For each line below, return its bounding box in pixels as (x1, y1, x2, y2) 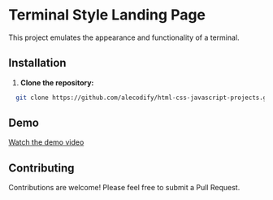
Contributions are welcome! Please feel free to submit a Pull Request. (8, 183, 240, 193)
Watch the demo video (8, 137, 84, 147)
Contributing (8, 161, 75, 175)
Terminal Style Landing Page (8, 6, 206, 24)
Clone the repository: (19, 77, 94, 87)
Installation (8, 56, 67, 70)
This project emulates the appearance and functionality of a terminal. (8, 33, 240, 42)
